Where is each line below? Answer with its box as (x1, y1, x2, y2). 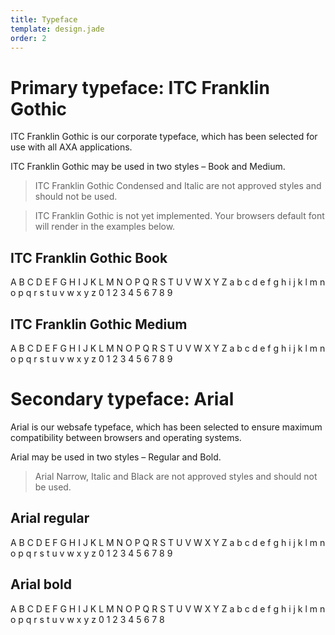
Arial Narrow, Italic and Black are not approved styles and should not (34, 470, 318, 482)
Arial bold (10, 576, 72, 593)
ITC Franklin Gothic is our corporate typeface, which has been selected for (10, 131, 318, 143)
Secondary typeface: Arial (10, 388, 235, 411)
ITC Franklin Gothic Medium (10, 316, 188, 333)
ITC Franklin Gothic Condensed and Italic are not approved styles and (34, 180, 322, 192)
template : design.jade (10, 24, 105, 34)
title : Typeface (10, 14, 78, 25)
